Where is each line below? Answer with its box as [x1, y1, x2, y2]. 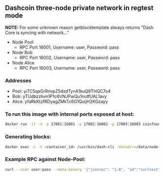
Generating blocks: [5, 134, 52, 140]
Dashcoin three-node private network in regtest [5, 4, 154, 12]
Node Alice [12, 59, 35, 65]
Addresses [5, 77, 32, 84]
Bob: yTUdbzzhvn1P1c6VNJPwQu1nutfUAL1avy [12, 94, 107, 99]
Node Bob [12, 49, 33, 55]
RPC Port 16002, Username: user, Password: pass [19, 55, 120, 60]
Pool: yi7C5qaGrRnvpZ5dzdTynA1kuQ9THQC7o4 [12, 88, 111, 94]
